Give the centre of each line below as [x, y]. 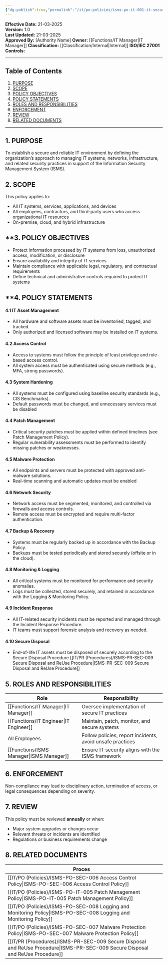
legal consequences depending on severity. [50, 791]
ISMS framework [101, 756]
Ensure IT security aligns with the [121, 750]
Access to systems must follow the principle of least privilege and [80, 355]
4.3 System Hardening [29, 382]
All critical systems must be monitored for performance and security [83, 581]
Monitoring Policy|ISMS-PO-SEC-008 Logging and [69, 912]
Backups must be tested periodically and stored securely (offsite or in [84, 553]
